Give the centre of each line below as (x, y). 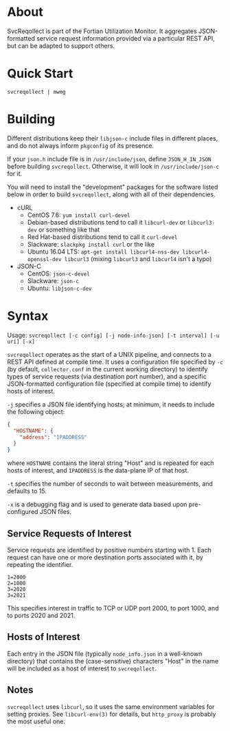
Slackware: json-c (53, 280)
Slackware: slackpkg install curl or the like (91, 244)
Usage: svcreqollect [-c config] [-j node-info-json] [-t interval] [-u (113, 335)
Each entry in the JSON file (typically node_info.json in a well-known (105, 653)
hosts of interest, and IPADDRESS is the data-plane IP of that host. (98, 471)
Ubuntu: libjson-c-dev (60, 288)
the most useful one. (36, 721)
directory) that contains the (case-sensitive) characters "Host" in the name (113, 661)
